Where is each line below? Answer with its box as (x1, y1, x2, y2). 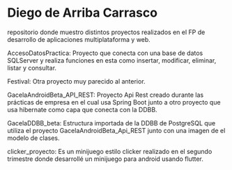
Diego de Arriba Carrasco (7, 5, 158, 21)
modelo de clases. (7, 134, 61, 142)
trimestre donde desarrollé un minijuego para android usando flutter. (7, 155, 204, 163)
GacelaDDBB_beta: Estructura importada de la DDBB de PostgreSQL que (7, 118, 216, 127)
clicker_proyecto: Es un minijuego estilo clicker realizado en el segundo (7, 147, 212, 155)
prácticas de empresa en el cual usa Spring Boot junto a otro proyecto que (7, 98, 221, 106)
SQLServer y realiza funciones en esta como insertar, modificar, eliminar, (7, 56, 217, 64)
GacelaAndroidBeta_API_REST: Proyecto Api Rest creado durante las (7, 91, 204, 99)
